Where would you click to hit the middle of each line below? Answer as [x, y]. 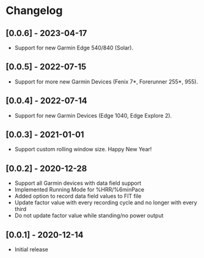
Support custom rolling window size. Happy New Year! [83, 149]
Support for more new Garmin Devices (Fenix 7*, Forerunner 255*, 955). [106, 81]
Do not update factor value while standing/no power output [89, 216]
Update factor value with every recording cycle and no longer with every [106, 202]
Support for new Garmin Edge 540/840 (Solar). [74, 48]
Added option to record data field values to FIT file [78, 196]
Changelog [34, 11]
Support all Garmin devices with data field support [78, 183]
